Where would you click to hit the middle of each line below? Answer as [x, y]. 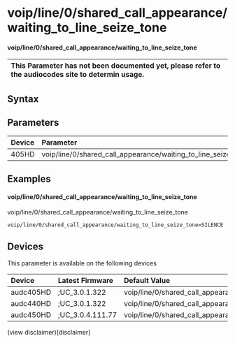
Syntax [23, 99]
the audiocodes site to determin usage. [78, 75]
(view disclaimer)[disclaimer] [49, 332]
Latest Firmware [86, 280]
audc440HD [31, 304]
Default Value [147, 280]
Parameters [33, 123]
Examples [29, 178]
